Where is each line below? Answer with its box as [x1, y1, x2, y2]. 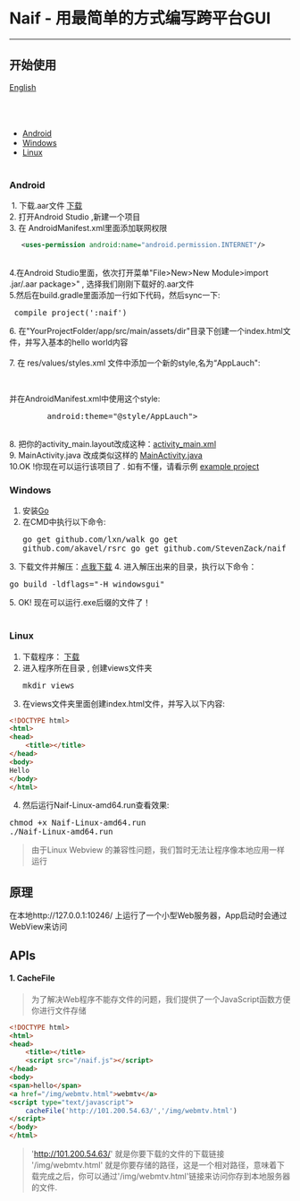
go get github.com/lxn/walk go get [21, 535, 179, 545]
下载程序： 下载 [21, 651, 80, 662]
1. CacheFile [9, 973, 55, 983]
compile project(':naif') [13, 307, 128, 318]
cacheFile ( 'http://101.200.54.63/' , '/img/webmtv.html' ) [25, 1106, 238, 1115]
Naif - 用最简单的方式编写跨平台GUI [9, 8, 271, 29]
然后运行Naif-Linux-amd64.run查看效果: [21, 800, 170, 811]
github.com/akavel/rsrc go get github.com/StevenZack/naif [21, 544, 287, 553]
